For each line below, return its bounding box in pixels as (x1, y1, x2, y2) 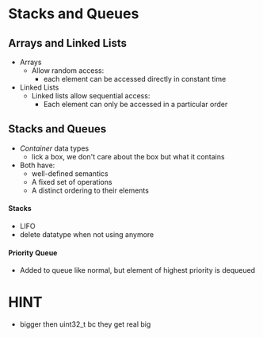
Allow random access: (31, 66, 105, 75)
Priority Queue (8, 247, 58, 258)
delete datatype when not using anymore (19, 230, 154, 239)
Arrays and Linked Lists (8, 36, 128, 50)
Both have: (19, 160, 55, 170)
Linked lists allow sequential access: (31, 91, 151, 100)
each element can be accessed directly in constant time (43, 75, 227, 83)
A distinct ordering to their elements (31, 186, 149, 195)
